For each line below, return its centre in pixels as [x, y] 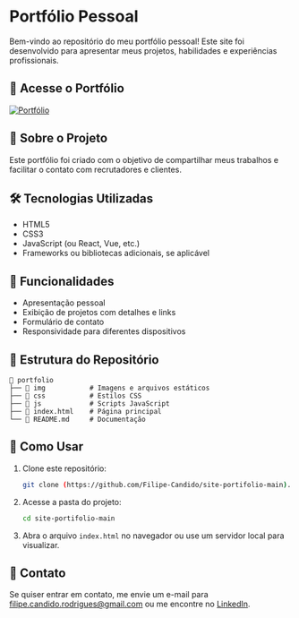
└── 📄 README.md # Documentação [77, 419]
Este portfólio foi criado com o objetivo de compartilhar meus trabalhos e [144, 159]
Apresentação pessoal [64, 303]
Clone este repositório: [64, 468]
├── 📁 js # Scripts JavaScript [90, 404]
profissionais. [34, 60]
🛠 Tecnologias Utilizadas [81, 198]
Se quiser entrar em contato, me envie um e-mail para [109, 595]
